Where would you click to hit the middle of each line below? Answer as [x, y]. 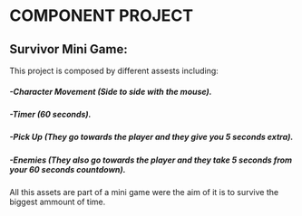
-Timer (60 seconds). [50, 114]
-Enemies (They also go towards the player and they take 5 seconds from [151, 160]
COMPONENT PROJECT [101, 16]
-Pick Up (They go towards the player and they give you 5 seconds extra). [151, 137]
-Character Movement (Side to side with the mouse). [111, 91]
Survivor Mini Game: [69, 49]
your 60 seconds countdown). [68, 169]
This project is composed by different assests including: [114, 70]
